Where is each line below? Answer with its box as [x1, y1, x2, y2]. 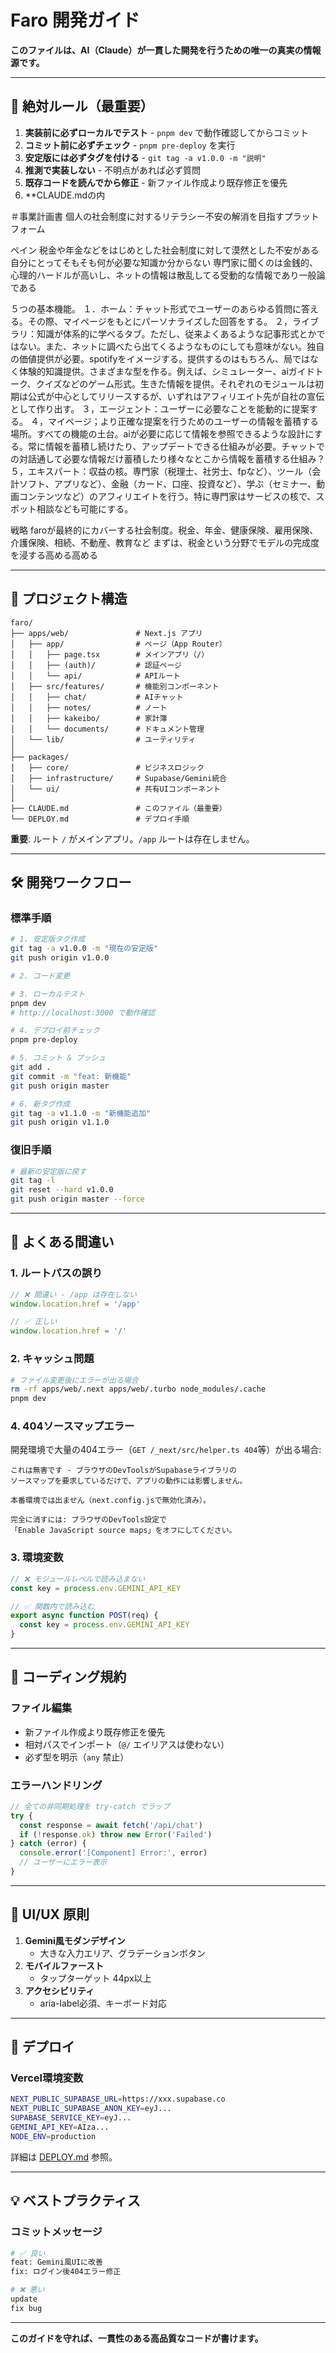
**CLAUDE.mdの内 [24, 189, 106, 201]
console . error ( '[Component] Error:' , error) [19, 1848, 208, 1858]
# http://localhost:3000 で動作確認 [10, 1007, 156, 1018]
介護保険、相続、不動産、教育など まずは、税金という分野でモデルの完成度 [10, 536, 320, 548]
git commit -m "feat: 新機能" [10, 1071, 132, 1081]
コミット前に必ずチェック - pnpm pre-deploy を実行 [24, 139, 236, 151]
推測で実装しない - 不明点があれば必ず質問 [24, 164, 202, 176]
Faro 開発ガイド [10, 9, 140, 32]
